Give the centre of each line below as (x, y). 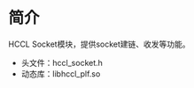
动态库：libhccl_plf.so (61, 73)
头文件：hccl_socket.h (62, 62)
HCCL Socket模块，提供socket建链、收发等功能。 (100, 44)
